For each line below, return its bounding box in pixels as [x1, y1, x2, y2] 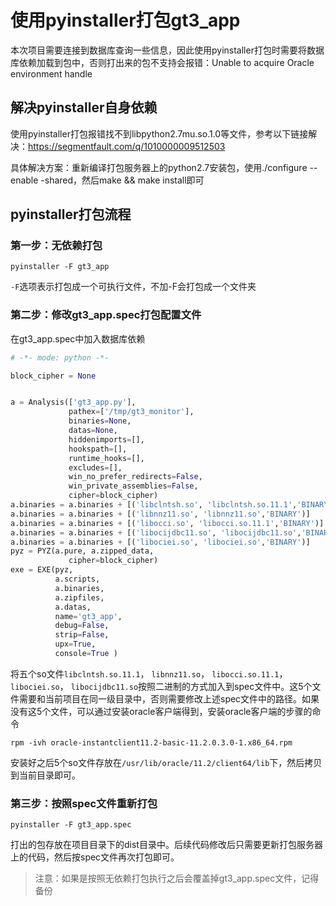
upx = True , [54, 639, 97, 650]
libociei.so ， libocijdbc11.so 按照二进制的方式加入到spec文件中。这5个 [10, 680, 313, 692]
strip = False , [54, 630, 110, 640]
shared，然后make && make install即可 [44, 174, 205, 186]
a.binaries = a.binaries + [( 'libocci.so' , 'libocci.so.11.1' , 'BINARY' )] [10, 518, 325, 528]
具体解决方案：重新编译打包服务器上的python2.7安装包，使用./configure [10, 161, 308, 173]
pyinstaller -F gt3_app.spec [10, 820, 132, 830]
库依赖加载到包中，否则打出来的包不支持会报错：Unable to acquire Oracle [10, 56, 315, 68]
